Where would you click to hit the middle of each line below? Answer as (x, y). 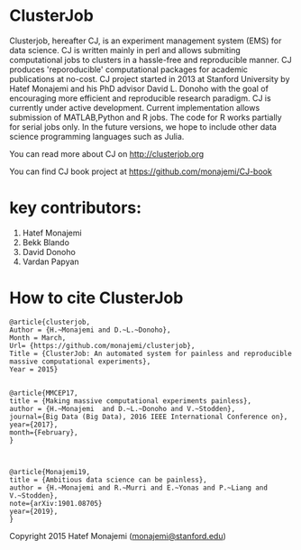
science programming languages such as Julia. (97, 136)
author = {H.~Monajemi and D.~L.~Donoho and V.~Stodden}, (123, 408)
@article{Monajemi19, (50, 472)
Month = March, (38, 338)
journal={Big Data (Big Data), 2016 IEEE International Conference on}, (149, 417)
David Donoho (49, 252)
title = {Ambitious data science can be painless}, (108, 480)
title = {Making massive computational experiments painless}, (131, 401)
